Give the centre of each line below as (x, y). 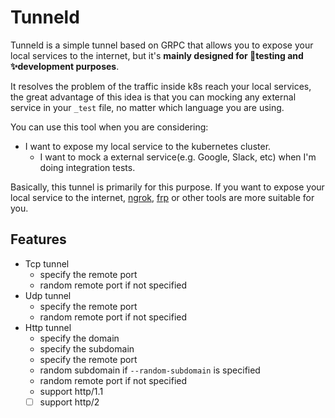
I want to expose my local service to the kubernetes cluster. (148, 146)
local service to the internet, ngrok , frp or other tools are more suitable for (162, 197)
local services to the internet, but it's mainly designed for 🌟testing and (157, 55)
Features (38, 239)
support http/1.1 (71, 391)
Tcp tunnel (47, 263)
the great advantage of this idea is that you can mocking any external (153, 97)
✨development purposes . (65, 66)
